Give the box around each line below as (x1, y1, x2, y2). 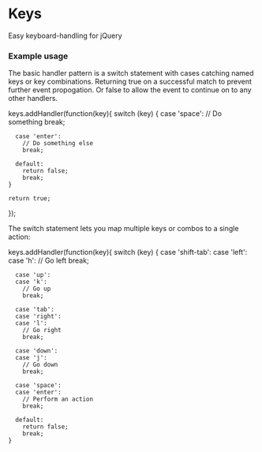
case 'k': (15, 278, 47, 286)
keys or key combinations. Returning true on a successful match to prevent (8, 77, 253, 87)
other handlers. (8, 94, 58, 103)
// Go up (22, 285, 51, 293)
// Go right (22, 327, 62, 334)
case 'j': (15, 354, 47, 362)
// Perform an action (22, 395, 93, 403)
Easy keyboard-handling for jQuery (8, 31, 122, 40)
